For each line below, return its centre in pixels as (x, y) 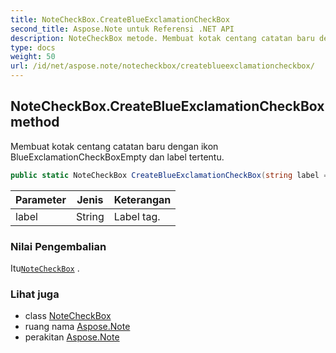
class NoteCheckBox (68, 316)
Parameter (41, 199)
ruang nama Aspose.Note (77, 327)
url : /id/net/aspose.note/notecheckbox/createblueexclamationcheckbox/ (162, 66)
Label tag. (137, 216)
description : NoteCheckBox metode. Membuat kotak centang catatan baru (162, 38)
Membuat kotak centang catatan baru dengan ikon (114, 146)
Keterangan (142, 199)
